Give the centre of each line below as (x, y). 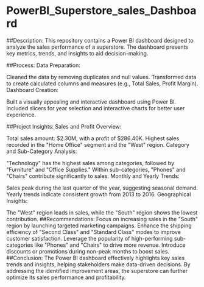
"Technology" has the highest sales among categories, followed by (90, 163)
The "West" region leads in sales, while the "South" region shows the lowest (102, 212)
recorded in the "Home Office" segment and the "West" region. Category (98, 144)
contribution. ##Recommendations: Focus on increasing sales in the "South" (102, 219)
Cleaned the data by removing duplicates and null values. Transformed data (101, 77)
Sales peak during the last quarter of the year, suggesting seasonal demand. (102, 188)
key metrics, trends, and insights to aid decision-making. (77, 53)
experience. (21, 115)
